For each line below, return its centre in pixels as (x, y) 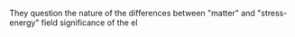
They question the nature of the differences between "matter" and (132, 13)
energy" (24, 23)
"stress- (272, 13)
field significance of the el (89, 23)
